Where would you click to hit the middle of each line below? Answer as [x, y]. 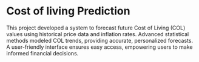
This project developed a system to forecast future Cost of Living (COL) [96, 28]
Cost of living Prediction [68, 11]
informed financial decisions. [42, 53]
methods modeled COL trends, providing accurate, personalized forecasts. [99, 40]
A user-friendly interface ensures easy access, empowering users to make [99, 47]
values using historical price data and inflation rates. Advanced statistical [98, 34]
